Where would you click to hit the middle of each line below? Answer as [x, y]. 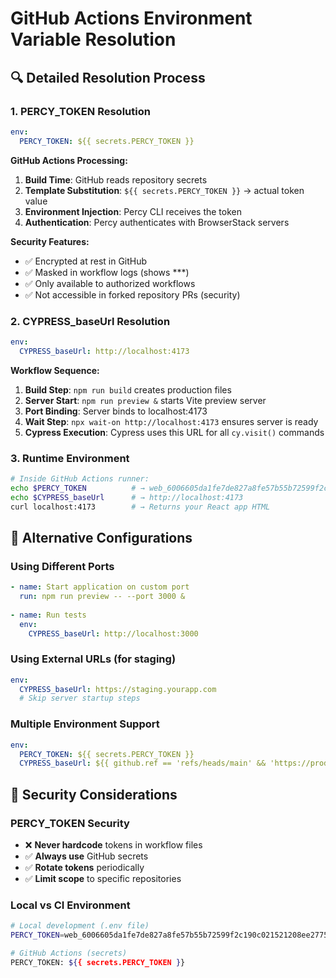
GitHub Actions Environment [131, 18]
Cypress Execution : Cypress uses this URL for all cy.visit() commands [174, 432]
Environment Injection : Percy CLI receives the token [133, 211]
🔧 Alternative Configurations [101, 537]
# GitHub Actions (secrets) [69, 953]
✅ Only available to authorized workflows [110, 283]
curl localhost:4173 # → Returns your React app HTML [140, 507]
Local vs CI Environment [70, 905]
